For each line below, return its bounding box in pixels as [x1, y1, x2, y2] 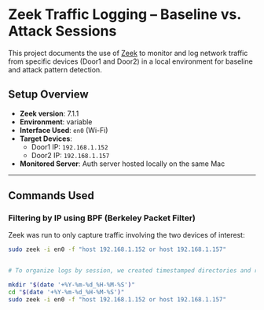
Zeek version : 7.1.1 [19, 109, 79, 118]
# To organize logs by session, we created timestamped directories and [8, 267, 251, 275]
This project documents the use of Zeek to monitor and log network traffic [8, 48, 248, 57]
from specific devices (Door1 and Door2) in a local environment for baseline [8, 57, 253, 66]
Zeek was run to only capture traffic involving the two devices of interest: [8, 231, 245, 240]
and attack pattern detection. [8, 65, 102, 74]
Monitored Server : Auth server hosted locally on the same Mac [19, 159, 225, 168]
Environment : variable [19, 116, 93, 127]
